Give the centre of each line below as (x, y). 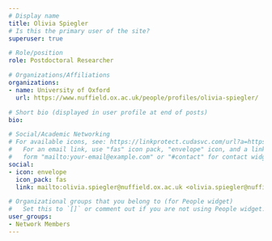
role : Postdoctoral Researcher (61, 61)
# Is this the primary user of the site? (79, 31)
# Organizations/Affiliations (59, 75)
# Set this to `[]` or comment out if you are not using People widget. (137, 209)
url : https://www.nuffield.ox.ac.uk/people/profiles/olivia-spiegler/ (137, 98)
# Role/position (36, 53)
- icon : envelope (38, 172)
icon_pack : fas (41, 180)
